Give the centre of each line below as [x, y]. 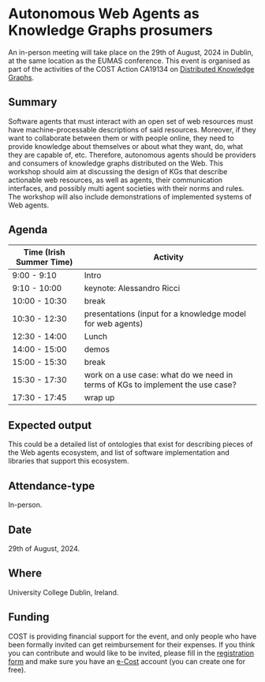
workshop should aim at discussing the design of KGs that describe [118, 171]
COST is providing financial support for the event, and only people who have [132, 636]
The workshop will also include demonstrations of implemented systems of [130, 196]
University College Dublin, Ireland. [63, 592]
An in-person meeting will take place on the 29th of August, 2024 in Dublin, [131, 52]
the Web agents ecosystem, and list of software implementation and [119, 453]
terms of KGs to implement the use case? [160, 385]
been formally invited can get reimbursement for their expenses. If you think [132, 644]
